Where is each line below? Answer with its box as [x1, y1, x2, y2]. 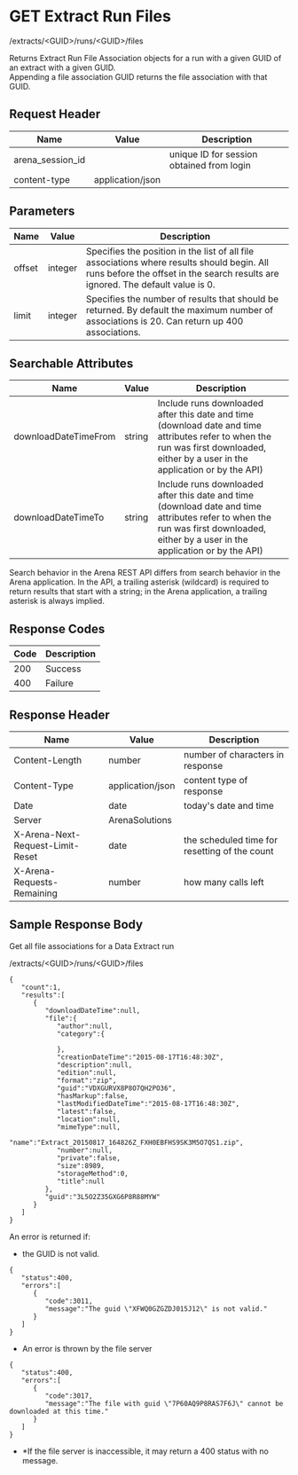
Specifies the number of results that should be [85, 293, 279, 305]
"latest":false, [56, 1107, 117, 1116]
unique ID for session [169, 148, 258, 161]
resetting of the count [183, 845, 274, 857]
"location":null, [56, 1115, 122, 1124]
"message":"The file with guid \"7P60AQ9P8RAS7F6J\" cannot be [44, 1399, 284, 1408]
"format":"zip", [56, 1076, 117, 1085]
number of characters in [183, 749, 285, 760]
